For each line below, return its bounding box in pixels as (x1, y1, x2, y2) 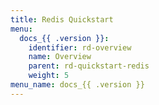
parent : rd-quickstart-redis (28, 61, 150, 71)
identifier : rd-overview (28, 42, 132, 53)
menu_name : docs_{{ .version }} (10, 80, 145, 90)
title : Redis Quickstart (10, 14, 114, 25)
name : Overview (28, 52, 92, 62)
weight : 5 (28, 71, 70, 81)
